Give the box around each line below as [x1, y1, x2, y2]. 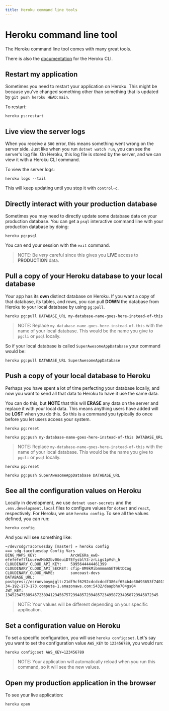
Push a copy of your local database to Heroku [5, 372, 151, 380]
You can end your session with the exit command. [5, 242, 110, 248]
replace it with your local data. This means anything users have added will [5, 405, 158, 411]
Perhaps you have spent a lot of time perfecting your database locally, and [5, 385, 160, 391]
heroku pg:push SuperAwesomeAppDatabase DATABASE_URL [5, 473, 121, 478]
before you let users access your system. [5, 416, 91, 422]
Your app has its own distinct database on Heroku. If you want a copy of [5, 293, 155, 299]
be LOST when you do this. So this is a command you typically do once [5, 411, 153, 417]
